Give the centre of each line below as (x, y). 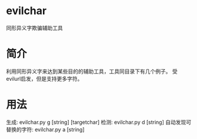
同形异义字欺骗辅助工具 (34, 28)
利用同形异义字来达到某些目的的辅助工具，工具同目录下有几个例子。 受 (92, 71)
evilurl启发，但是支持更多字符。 (44, 78)
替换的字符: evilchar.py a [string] (45, 129)
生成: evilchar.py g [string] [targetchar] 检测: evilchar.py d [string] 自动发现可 (99, 122)
